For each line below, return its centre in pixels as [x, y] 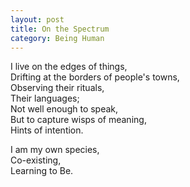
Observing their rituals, [57, 88]
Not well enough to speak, [64, 109]
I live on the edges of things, [69, 67]
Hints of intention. [47, 130]
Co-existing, [36, 160]
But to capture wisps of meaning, [78, 120]
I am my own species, [55, 150]
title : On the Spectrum [60, 29]
